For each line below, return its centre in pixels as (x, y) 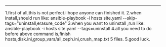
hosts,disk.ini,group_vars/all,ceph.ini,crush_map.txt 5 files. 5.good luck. (78, 39)
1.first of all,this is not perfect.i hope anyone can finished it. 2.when (73, 13)
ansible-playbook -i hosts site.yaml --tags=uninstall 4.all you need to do (78, 28)
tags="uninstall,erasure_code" (36, 23)
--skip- (130, 18)
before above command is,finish (38, 34)
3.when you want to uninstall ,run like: (106, 23)
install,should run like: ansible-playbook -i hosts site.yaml (63, 18)
